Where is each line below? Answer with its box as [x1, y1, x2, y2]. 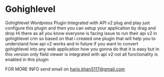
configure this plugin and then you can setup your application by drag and [5, 25, 156, 31]
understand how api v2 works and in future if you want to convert [5, 40, 138, 46]
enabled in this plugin [5, 56, 49, 62]
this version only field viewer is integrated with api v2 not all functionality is [5, 51, 158, 57]
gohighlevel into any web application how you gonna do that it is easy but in [5, 46, 160, 52]
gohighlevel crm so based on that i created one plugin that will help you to [5, 36, 156, 41]
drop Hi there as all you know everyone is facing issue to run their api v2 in [5, 30, 157, 36]
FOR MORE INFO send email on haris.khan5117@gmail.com [5, 66, 125, 72]
